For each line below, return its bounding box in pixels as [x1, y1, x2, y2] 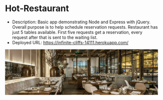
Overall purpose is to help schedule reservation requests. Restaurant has [12, 24, 158, 30]
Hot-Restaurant [5, 3, 69, 14]
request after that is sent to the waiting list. [12, 34, 98, 40]
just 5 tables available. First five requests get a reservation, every [12, 29, 143, 35]
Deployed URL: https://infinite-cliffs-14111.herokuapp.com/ [12, 39, 129, 45]
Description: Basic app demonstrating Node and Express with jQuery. [12, 19, 151, 25]
